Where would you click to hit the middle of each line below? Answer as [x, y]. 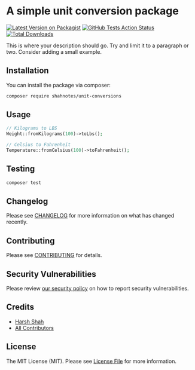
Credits [20, 307]
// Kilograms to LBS [32, 129]
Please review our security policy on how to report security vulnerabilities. [97, 289]
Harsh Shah [29, 322]
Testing [21, 169]
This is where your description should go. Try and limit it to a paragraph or [98, 45]
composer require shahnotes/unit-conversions [64, 96]
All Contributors [34, 328]
